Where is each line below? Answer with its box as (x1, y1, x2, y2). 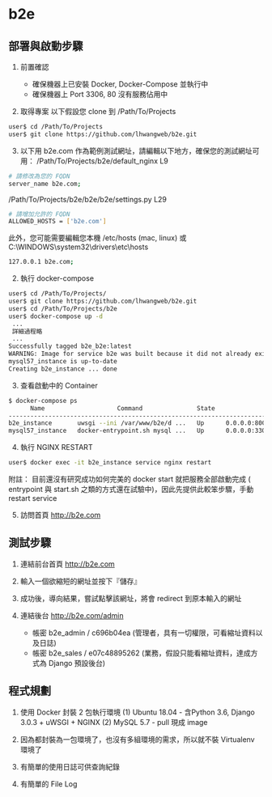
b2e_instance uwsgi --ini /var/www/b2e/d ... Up (8, 419, 205, 427)
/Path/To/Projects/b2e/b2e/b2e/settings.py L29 (8, 194, 168, 204)
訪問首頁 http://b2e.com (19, 511, 101, 519)
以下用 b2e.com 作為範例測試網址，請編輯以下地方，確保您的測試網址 (19, 146, 253, 155)
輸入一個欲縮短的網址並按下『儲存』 (19, 576, 142, 586)
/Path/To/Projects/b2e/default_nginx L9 (36, 155, 168, 166)
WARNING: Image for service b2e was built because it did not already (8, 350, 252, 358)
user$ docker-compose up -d (8, 312, 104, 320)
